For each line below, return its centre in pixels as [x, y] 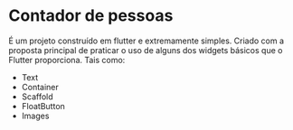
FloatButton [43, 106]
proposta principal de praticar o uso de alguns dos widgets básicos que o [146, 50]
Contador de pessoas [91, 16]
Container [40, 87]
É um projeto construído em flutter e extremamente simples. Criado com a [146, 41]
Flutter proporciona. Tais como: [67, 60]
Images [35, 116]
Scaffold [37, 97]
